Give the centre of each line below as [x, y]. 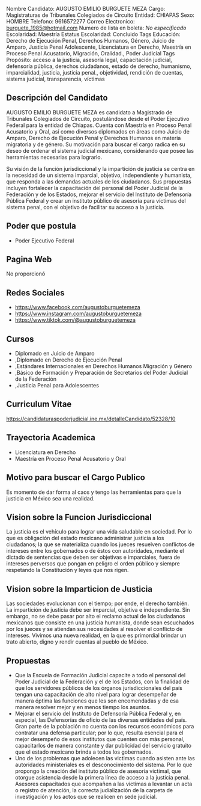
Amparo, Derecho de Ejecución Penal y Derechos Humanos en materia [94, 138]
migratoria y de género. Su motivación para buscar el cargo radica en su [96, 144]
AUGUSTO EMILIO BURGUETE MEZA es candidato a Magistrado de [89, 112]
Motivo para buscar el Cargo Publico [76, 478]
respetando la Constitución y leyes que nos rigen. [67, 570]
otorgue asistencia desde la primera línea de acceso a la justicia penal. [102, 777]
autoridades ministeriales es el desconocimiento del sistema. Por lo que [103, 764]
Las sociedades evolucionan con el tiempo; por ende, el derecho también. [97, 603]
